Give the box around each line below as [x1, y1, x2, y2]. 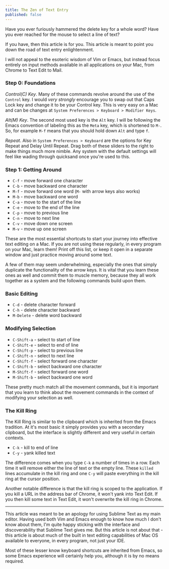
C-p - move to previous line [12, 210, 69, 216]
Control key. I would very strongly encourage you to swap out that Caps [5, 96, 155, 102]
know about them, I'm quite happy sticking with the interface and [5, 521, 140, 528]
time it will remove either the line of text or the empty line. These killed [5, 465, 153, 471]
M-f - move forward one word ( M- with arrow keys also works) [12, 188, 140, 194]
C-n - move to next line [12, 215, 60, 221]
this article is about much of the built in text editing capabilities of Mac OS [5, 532, 158, 538]
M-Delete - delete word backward [12, 313, 82, 319]
